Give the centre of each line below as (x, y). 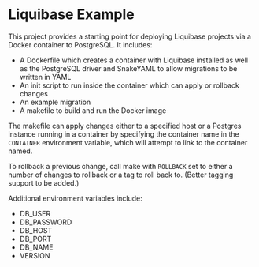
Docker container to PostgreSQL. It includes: (80, 44)
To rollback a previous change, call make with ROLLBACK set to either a (121, 166)
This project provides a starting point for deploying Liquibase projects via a (130, 36)
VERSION (35, 255)
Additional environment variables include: (76, 198)
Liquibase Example (72, 15)
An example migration (55, 102)
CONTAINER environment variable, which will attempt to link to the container (128, 142)
